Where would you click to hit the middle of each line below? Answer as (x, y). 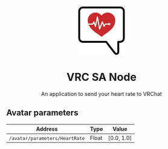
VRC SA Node (102, 77)
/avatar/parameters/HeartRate (47, 138)
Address (47, 129)
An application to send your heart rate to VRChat (102, 94)
